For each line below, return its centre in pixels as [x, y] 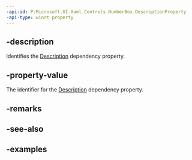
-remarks [24, 109]
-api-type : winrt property [40, 17]
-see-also [25, 129]
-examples [27, 149]
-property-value [37, 75]
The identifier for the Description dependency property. [75, 90]
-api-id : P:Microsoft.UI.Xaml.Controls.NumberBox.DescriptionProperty [96, 12]
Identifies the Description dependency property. [66, 56]
